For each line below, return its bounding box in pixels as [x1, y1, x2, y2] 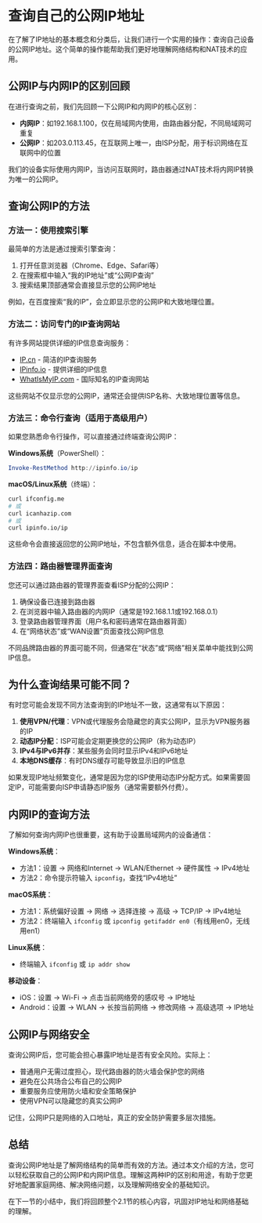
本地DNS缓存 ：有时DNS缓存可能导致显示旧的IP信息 [19, 756, 186, 766]
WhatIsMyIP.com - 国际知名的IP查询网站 [19, 374, 150, 384]
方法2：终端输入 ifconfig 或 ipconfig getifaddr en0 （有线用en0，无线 [19, 916, 250, 926]
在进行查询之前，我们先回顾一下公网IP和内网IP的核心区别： [8, 101, 199, 111]
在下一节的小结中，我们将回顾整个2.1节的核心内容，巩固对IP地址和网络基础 [8, 1196, 249, 1206]
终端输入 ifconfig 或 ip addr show [19, 959, 131, 969]
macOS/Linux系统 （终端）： [8, 479, 98, 489]
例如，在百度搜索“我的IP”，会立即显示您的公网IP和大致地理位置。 [8, 297, 219, 307]
